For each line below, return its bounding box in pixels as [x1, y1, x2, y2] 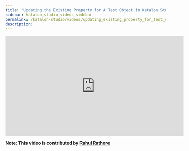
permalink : [5, 17, 29, 22]
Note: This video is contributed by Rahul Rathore [5, 140, 111, 146]
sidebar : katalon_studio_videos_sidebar [5, 12, 93, 17]
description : [5, 21, 33, 27]
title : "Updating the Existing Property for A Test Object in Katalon [5, 7, 158, 13]
